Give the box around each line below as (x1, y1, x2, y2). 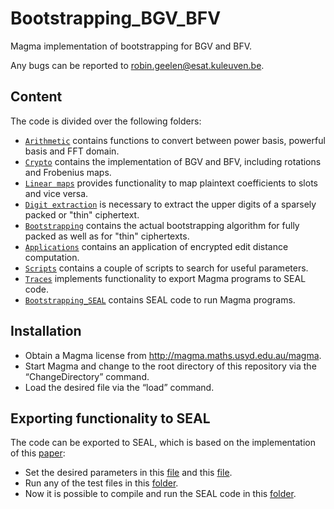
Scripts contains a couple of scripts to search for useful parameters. (24, 262, 309, 274)
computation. (24, 251, 80, 263)
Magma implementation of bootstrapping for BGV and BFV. (10, 40, 253, 52)
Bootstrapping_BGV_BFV (10, 7, 222, 30)
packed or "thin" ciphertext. (24, 208, 140, 221)
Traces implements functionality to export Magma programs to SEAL (24, 272, 307, 284)
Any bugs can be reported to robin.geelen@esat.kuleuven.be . (10, 59, 265, 71)
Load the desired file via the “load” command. (24, 381, 215, 393)
